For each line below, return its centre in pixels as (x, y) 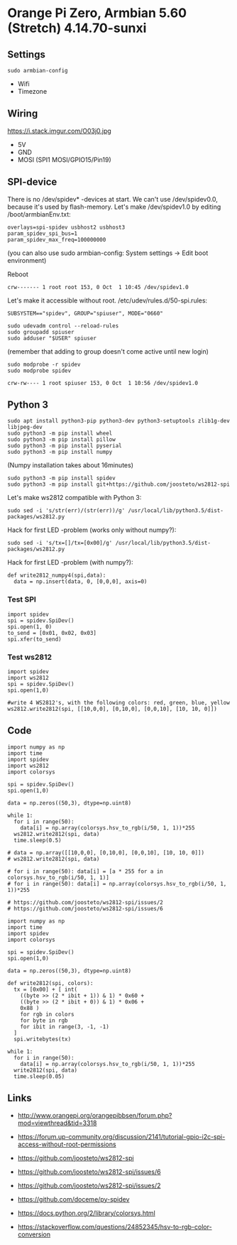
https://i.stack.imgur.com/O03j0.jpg (59, 131)
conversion (34, 1234)
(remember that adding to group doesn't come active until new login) (108, 351)
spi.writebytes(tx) (43, 1039)
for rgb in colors (47, 1014)
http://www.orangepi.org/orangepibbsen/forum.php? (95, 1115)
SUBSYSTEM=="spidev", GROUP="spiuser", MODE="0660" (85, 313)
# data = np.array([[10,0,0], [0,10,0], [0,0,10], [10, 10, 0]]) (106, 853)
